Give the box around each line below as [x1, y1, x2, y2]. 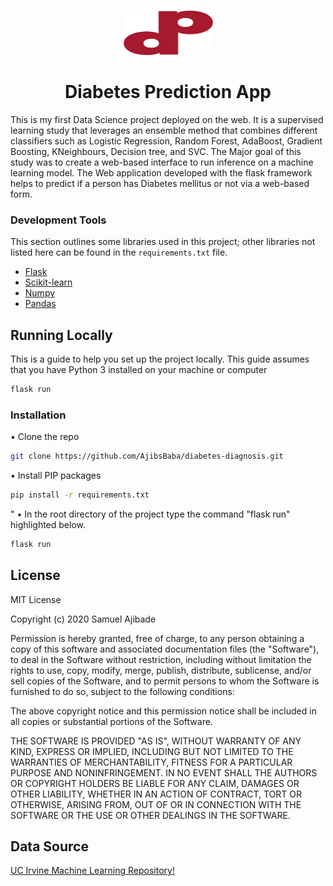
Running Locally [10, 326, 113, 344]
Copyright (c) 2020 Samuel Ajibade [10, 613, 157, 625]
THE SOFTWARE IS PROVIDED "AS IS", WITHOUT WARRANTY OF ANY [10, 735, 302, 747]
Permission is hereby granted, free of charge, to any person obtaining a [10, 632, 305, 644]
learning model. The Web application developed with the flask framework [10, 166, 313, 179]
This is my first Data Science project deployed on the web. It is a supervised [10, 113, 324, 125]
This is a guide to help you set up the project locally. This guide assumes [10, 353, 310, 365]
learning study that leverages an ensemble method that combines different [10, 124, 318, 136]
